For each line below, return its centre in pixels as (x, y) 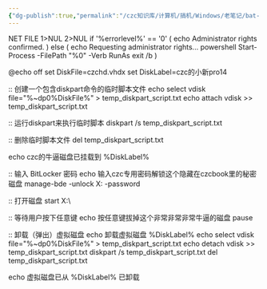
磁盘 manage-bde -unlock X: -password (74, 184)
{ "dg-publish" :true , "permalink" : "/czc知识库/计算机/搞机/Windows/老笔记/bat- (134, 16)
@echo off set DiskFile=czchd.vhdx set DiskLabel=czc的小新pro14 (118, 72)
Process (22, 55)
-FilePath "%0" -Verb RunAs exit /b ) (97, 55)
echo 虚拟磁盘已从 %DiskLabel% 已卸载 (74, 277)
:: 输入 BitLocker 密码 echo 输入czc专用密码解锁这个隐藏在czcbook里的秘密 (133, 173)
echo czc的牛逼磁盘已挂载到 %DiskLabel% (79, 156)
